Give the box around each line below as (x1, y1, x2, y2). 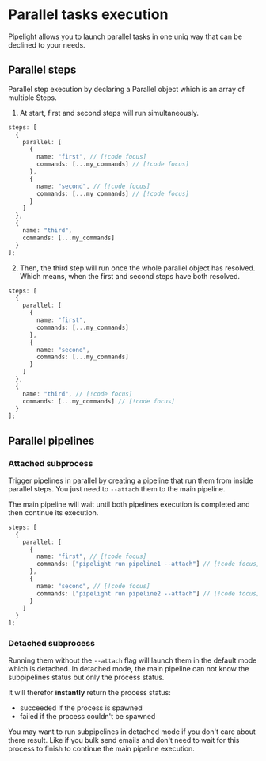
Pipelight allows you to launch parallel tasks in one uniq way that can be (8, 32, 243, 41)
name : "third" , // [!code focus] (22, 390, 133, 398)
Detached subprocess (8, 638, 95, 649)
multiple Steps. (8, 93, 57, 102)
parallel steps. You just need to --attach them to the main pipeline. (8, 484, 226, 493)
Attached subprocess (8, 457, 93, 468)
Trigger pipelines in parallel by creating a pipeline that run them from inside (8, 476, 253, 485)
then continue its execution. (8, 507, 99, 517)
